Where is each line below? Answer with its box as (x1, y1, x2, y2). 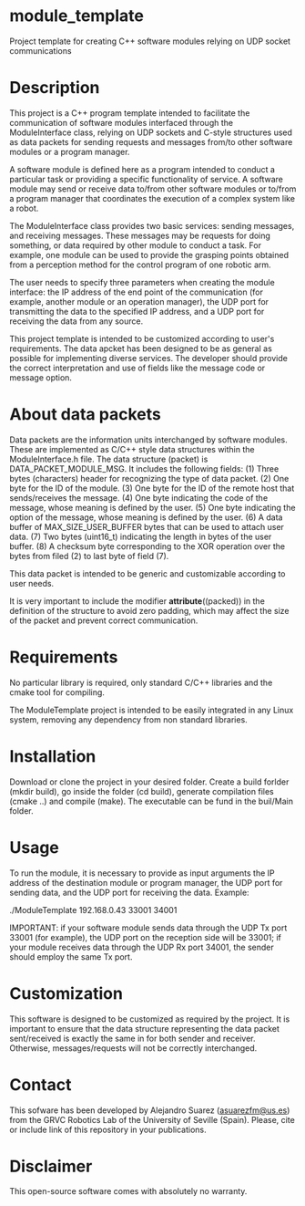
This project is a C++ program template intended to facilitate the (9, 107, 250, 119)
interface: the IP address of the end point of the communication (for (9, 286, 264, 297)
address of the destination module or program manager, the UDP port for (9, 877, 283, 888)
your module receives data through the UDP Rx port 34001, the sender (9, 941, 275, 952)
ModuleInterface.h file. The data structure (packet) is (9, 453, 208, 464)
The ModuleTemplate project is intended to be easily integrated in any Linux (9, 704, 294, 715)
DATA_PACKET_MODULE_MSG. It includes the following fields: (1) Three (9, 463, 280, 474)
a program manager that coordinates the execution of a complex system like (9, 192, 296, 203)
